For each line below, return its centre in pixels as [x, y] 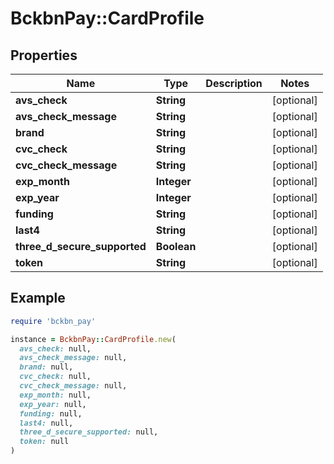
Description [234, 83]
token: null [44, 442]
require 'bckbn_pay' [53, 321]
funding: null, [51, 413]
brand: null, [46, 367]
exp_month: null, [55, 395]
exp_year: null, [53, 404]
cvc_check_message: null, [73, 386]
